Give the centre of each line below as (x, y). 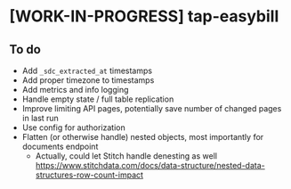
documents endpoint (60, 146)
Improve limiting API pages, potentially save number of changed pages (152, 108)
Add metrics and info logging (75, 90)
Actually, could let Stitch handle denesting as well (126, 156)
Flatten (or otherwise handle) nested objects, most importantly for (143, 137)
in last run (40, 118)
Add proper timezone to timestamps (88, 80)
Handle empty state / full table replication (98, 99)
